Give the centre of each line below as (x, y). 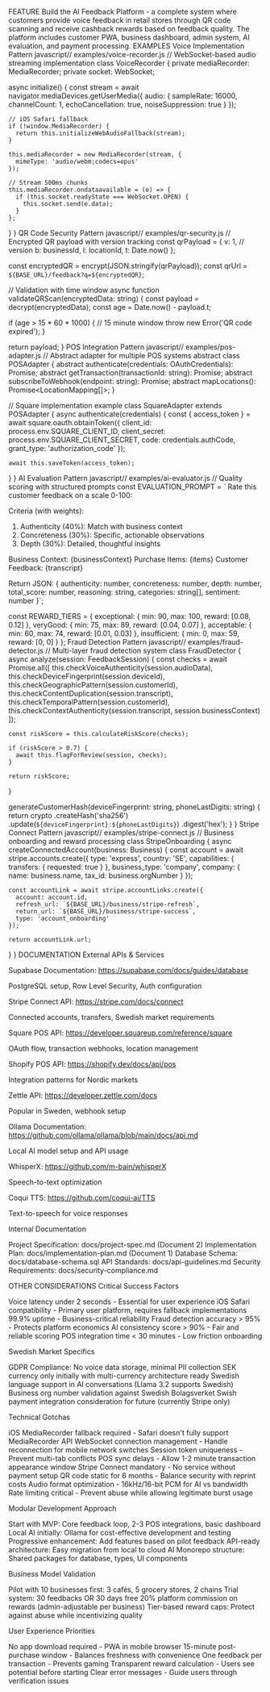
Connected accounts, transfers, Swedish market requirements (112, 1017)
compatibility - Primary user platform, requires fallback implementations (128, 1310)
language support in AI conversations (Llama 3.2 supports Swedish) (121, 1384)
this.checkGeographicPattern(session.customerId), (93, 685)
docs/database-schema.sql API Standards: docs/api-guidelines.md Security (135, 1262)
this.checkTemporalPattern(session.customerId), (89, 702)
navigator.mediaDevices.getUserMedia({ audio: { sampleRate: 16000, (123, 96)
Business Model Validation (52, 1574)
